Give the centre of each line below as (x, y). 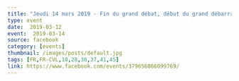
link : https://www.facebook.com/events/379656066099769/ (94, 66)
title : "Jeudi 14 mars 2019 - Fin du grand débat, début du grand (108, 14)
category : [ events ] (36, 46)
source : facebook (33, 40)
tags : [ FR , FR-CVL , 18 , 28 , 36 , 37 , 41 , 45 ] (63, 60)
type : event (25, 20)
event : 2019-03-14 (36, 33)
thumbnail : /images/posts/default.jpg (65, 54)
